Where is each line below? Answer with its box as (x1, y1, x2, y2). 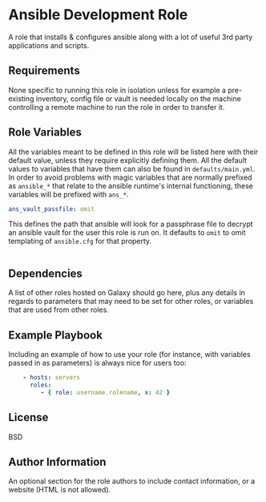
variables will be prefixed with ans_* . (8, 189, 129, 199)
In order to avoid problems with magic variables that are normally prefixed (8, 172, 252, 182)
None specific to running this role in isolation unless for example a (8, 85, 227, 95)
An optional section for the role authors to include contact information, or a (8, 476, 256, 486)
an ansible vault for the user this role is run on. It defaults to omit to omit (8, 228, 246, 237)
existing (8, 94, 34, 103)
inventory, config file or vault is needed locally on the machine (35, 94, 242, 103)
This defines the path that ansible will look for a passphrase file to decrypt (8, 219, 254, 229)
